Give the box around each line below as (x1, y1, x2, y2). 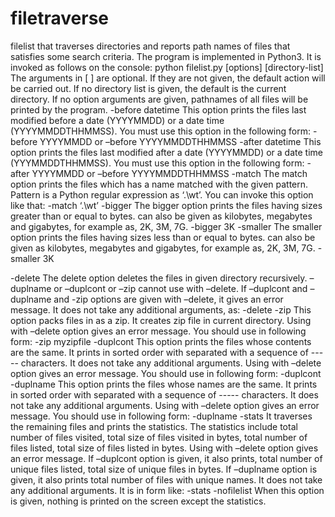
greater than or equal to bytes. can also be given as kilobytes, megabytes (10, 210, 313, 222)
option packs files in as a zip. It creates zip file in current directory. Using (10, 314, 312, 326)
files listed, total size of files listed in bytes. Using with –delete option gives (10, 442, 319, 454)
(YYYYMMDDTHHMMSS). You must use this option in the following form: (10, 125, 311, 137)
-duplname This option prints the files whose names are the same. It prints (10, 378, 318, 390)
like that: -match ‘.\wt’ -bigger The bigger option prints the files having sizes (10, 199, 323, 211)
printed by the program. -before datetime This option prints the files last (10, 103, 307, 116)
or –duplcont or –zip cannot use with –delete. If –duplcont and (53, 282, 308, 294)
